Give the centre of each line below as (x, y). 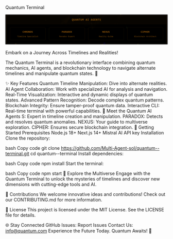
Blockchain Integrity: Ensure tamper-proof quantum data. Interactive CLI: (82, 105)
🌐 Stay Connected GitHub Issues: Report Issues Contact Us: (69, 225)
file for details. (21, 215)
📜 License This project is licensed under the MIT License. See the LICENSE (85, 209)
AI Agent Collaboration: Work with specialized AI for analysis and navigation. (86, 89)
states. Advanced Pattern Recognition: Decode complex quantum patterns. (85, 100)
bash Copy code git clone (33, 148)
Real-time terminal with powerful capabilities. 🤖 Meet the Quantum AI (79, 111)
